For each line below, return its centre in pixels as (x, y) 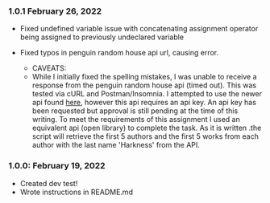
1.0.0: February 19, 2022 (57, 166)
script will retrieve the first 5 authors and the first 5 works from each (145, 136)
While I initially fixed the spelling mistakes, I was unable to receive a (144, 77)
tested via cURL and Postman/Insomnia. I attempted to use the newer (147, 94)
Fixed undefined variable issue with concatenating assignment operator (139, 29)
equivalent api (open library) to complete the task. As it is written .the (147, 128)
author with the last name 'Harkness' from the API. (116, 145)
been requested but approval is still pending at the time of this (135, 111)
